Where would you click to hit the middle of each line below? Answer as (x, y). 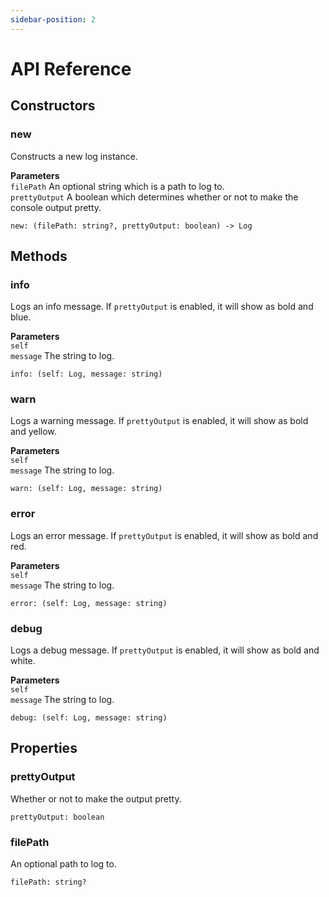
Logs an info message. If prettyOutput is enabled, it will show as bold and (162, 307)
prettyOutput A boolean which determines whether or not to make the (154, 197)
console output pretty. (56, 207)
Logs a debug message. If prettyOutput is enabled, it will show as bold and (165, 650)
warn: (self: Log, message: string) (86, 489)
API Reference (71, 68)
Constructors (53, 106)
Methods (39, 256)
